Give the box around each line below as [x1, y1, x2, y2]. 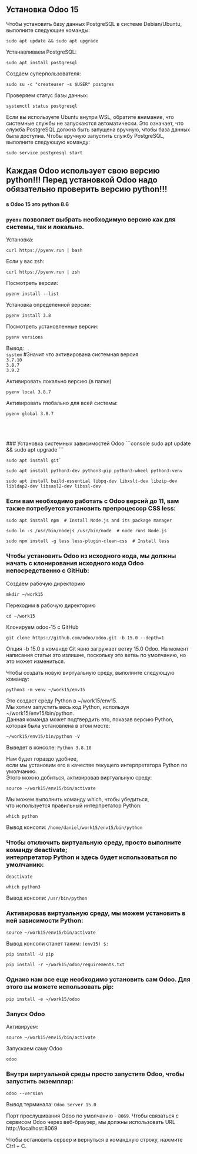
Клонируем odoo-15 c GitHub [6, 624, 79, 631]
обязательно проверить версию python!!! [6, 184, 168, 194]
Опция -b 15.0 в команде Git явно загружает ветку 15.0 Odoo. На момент [6, 645, 189, 652]
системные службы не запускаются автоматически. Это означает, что [6, 120, 184, 127]
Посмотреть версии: [6, 280, 59, 287]
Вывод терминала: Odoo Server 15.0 [6, 1101, 96, 1108]
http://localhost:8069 [6, 1125, 58, 1132]
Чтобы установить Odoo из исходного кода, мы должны [6, 552, 176, 560]
